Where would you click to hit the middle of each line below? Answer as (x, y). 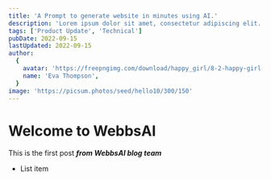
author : (21, 53)
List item (34, 169)
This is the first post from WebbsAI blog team (85, 153)
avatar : (35, 69)
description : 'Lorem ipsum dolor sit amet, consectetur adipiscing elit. (135, 23)
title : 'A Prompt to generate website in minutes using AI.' (113, 16)
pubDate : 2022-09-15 (43, 38)
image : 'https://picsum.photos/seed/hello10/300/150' (101, 91)
